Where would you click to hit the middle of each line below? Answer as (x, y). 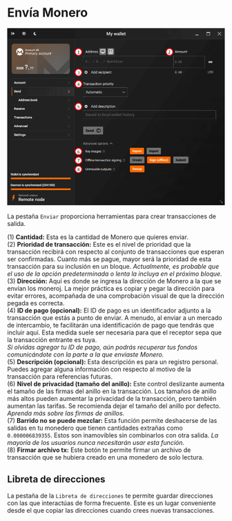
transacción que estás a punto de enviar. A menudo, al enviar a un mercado (115, 318)
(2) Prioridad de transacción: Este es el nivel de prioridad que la (99, 245)
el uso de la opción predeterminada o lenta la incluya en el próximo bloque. (115, 274)
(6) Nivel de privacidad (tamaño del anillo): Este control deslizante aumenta (116, 384)
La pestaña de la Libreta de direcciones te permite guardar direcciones (110, 496)
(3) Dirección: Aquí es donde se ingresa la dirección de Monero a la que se (114, 281)
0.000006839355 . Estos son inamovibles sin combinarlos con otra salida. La (113, 435)
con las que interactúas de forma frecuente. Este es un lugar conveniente (112, 503)
